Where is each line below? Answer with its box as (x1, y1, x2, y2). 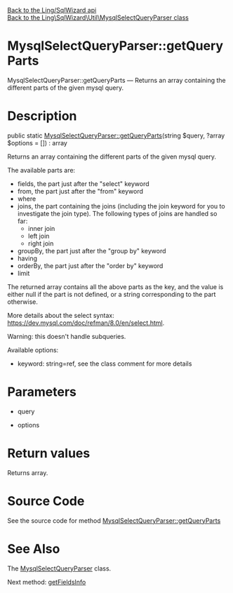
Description (7, 108, 77, 124)
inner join (27, 224, 55, 232)
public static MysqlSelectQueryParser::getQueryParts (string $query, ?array (7, 131, 225, 140)
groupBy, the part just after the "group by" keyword (17, 246, 166, 255)
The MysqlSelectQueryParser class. (7, 564, 112, 573)
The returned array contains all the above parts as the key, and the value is (7, 282, 224, 291)
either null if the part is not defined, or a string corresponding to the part (7, 290, 216, 298)
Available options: (7, 345, 59, 354)
